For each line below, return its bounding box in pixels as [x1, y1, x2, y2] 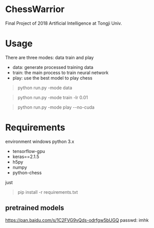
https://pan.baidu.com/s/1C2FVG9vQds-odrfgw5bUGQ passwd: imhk [5, 217, 149, 223]
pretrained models [5, 204, 64, 212]
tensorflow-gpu [12, 148, 45, 154]
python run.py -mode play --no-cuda [17, 104, 95, 110]
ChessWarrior [5, 4, 65, 15]
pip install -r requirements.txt [17, 189, 78, 195]
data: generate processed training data [12, 64, 94, 70]
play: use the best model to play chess [12, 74, 93, 81]
